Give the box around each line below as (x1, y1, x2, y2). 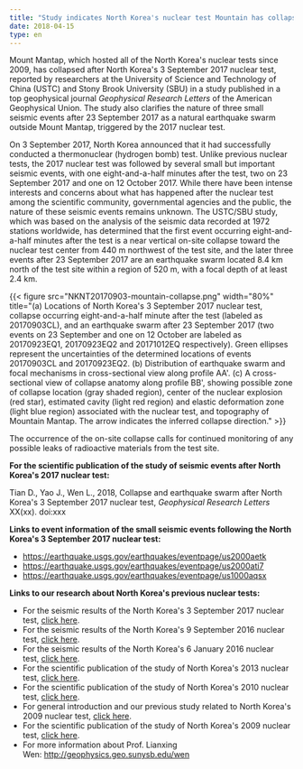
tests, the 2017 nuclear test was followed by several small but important (9, 159, 275, 170)
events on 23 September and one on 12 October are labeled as (9, 329, 242, 340)
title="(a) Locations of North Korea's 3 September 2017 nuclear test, (9, 301, 263, 311)
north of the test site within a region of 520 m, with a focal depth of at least (9, 264, 288, 275)
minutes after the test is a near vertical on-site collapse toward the (32, 236, 280, 246)
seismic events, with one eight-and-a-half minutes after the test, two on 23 (9, 168, 289, 179)
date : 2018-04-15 (9, 22, 75, 31)
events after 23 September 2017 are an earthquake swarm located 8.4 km (9, 255, 284, 265)
